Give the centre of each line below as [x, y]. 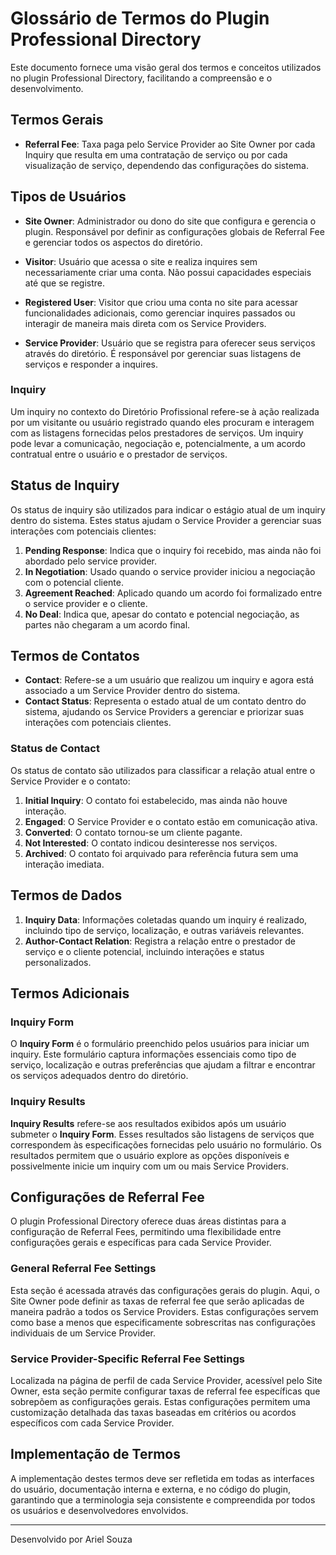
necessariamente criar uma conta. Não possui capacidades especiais [168, 272]
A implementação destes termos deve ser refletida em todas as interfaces [162, 1478]
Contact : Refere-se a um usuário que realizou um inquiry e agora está [169, 680]
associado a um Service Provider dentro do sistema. [132, 691]
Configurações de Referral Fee [107, 1197]
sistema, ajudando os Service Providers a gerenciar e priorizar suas [164, 712]
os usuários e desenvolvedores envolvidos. [99, 1510]
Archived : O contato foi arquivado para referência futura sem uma [161, 853]
